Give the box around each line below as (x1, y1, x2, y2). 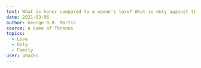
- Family (11, 47, 33, 53)
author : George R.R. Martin (6, 20, 77, 25)
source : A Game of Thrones (6, 25, 74, 31)
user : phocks (6, 53, 39, 59)
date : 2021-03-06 (6, 14, 50, 20)
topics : (6, 31, 26, 37)
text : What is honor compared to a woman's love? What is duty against (6, 8, 188, 15)
